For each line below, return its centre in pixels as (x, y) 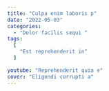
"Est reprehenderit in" (54, 52)
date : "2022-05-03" (35, 20)
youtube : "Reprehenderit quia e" (55, 70)
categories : (24, 26)
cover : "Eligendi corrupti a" (51, 77)
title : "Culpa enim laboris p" (52, 13)
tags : (15, 39)
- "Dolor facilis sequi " (51, 32)
